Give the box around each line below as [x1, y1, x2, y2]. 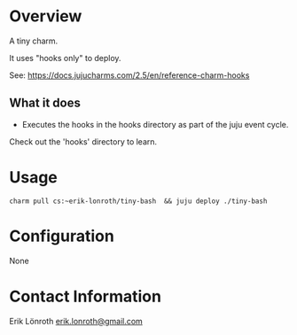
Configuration [9, 226, 115, 245]
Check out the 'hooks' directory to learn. [9, 136, 158, 147]
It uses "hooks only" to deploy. [9, 52, 121, 63]
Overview [9, 6, 82, 27]
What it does [9, 96, 82, 111]
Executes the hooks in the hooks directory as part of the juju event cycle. [21, 119, 289, 129]
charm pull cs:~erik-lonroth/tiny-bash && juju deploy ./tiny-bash [9, 197, 268, 206]
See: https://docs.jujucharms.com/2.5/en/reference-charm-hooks [9, 69, 250, 81]
